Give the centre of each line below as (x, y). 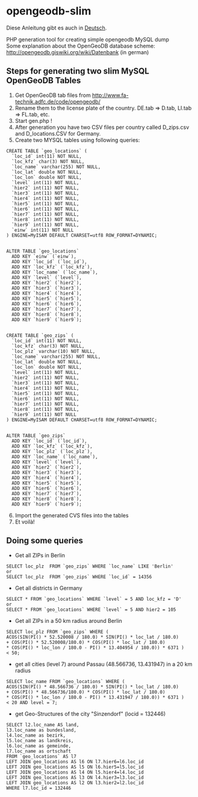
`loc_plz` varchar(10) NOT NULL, (54, 351)
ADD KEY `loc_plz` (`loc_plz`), (52, 451)
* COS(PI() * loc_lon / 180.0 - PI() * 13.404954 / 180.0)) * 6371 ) (95, 648)
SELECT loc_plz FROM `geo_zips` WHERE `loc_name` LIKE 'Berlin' (90, 566)
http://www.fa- (110, 95)
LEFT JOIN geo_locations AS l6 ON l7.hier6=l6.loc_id (75, 761)
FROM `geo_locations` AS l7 (42, 756)
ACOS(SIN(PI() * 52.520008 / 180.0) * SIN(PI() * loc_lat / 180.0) (93, 637)
